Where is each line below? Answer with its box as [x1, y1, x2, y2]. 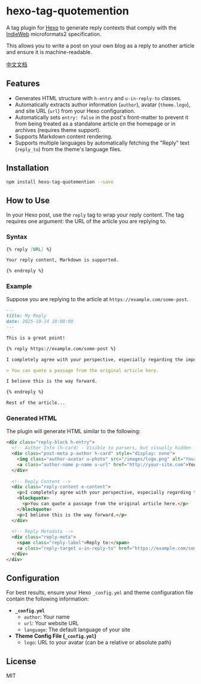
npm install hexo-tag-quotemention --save [6, 179, 114, 185]
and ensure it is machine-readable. [6, 48, 92, 55]
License [6, 656, 36, 667]
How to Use [6, 195, 50, 205]
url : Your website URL [23, 620, 79, 627]
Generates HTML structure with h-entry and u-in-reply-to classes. [14, 94, 182, 101]
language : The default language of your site [23, 626, 130, 634]
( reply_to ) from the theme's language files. [14, 145, 122, 152]
